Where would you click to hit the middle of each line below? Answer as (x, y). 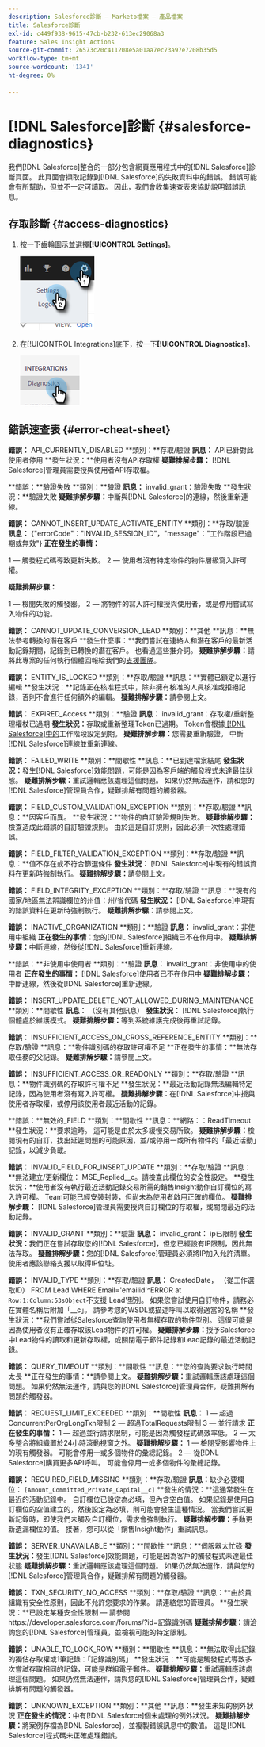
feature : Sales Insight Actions (61, 42)
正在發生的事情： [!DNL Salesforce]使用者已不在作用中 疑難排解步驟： (138, 974)
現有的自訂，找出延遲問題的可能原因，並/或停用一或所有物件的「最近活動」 (136, 1140)
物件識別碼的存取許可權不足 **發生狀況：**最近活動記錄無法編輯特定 (141, 1084)
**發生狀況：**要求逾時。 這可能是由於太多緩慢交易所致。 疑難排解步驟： (128, 1131)
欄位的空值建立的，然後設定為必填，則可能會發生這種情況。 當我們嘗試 (130, 1509)
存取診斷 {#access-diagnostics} (89, 223)
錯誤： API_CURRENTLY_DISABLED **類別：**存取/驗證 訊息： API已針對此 (131, 450)
